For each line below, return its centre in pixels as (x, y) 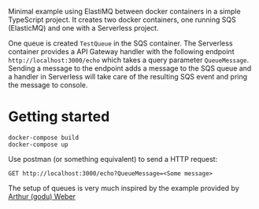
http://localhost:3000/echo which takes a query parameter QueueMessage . (129, 60)
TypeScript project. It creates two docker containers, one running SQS (122, 20)
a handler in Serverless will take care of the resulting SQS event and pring (128, 77)
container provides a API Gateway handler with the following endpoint (121, 51)
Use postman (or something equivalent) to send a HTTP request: (113, 159)
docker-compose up (38, 145)
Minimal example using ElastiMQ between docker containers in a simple (125, 11)
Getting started (59, 117)
